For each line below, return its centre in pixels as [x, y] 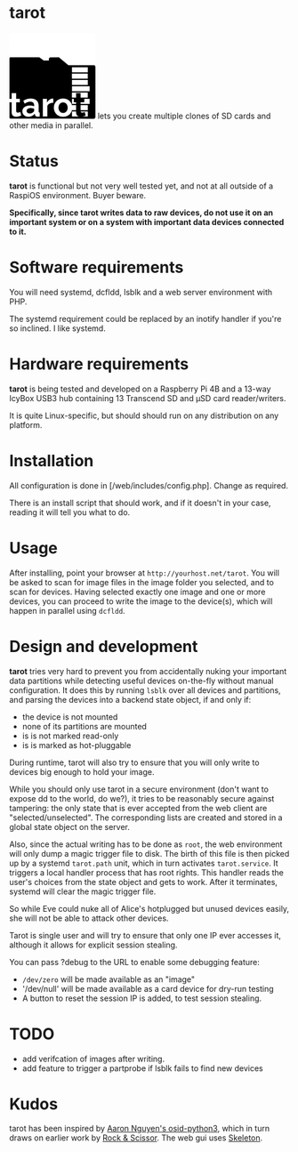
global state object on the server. [70, 826]
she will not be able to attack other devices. [89, 918]
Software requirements [97, 267]
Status [34, 161]
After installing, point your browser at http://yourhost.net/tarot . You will [145, 573]
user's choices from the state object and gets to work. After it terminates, [144, 882]
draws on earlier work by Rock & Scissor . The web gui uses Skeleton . [136, 1138]
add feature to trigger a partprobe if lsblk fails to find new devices [143, 1068]
